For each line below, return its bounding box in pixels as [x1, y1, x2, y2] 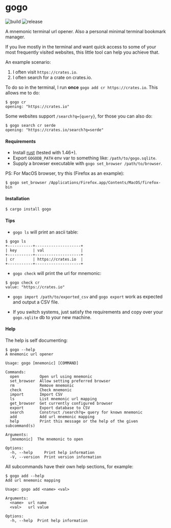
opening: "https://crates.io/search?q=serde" [5, 127, 104, 132]
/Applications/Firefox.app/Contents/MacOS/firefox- [48, 180, 161, 186]
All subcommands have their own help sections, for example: [5, 463, 134, 469]
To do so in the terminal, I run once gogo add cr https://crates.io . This [5, 84, 158, 90]
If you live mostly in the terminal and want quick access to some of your [5, 43, 157, 50]
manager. [5, 34, 26, 40]
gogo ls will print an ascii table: [12, 229, 79, 235]
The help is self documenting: [5, 337, 68, 343]
